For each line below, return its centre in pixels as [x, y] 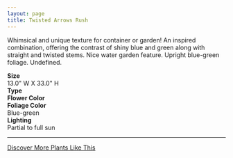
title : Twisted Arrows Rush [48, 20]
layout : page [26, 14]
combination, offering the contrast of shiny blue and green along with [106, 47]
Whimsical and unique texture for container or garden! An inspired [102, 40]
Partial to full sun [31, 127]
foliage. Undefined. [35, 62]
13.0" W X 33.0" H [33, 83]
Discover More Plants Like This [51, 148]
